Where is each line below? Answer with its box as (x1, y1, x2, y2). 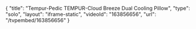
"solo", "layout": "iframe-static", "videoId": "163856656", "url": (5, 11, 157, 18)
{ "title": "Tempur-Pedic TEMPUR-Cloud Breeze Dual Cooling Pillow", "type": (5, 5, 190, 11)
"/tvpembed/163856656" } (5, 17, 70, 23)
